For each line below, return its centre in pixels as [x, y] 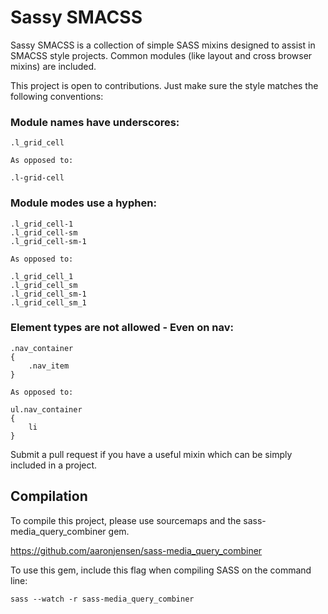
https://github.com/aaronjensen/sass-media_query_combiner [136, 550]
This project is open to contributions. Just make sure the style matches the [164, 85]
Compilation [49, 496]
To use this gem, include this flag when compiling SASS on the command [161, 570]
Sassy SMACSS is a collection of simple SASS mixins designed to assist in [163, 45]
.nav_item [49, 366]
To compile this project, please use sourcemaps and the [126, 520]
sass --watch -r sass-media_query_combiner [102, 599]
